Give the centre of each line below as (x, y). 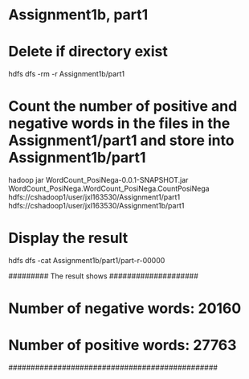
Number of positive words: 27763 (122, 346)
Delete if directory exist (88, 52)
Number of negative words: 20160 (125, 309)
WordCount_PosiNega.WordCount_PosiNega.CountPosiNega (109, 189)
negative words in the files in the (119, 124)
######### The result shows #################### (104, 276)
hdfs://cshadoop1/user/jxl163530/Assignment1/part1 (94, 197)
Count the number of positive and (123, 107)
